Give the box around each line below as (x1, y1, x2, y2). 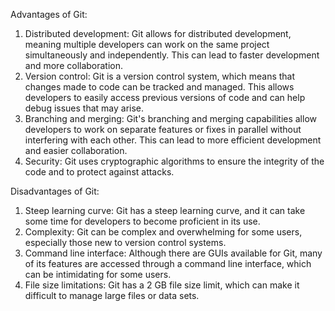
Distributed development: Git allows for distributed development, (24, 28, 292, 39)
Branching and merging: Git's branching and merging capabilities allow (24, 113, 318, 124)
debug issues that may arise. (24, 102, 145, 114)
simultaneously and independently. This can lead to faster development (24, 49, 320, 61)
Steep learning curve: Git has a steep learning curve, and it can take (24, 205, 306, 216)
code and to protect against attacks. (24, 166, 175, 178)
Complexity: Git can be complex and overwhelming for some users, (24, 226, 303, 238)
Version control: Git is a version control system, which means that (24, 70, 296, 82)
